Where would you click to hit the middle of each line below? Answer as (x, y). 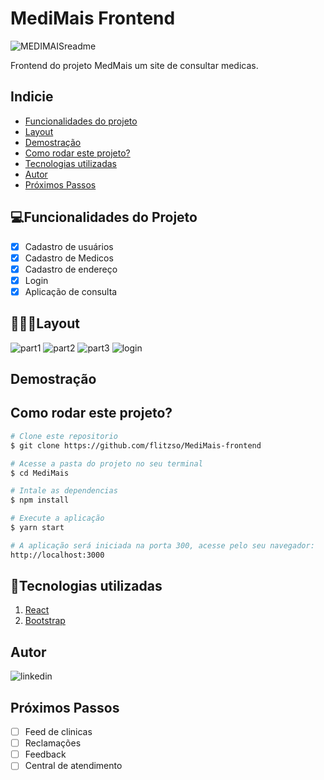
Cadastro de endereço (71, 269)
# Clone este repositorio (64, 436)
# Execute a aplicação (57, 518)
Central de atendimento (73, 766)
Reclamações (53, 743)
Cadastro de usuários (69, 246)
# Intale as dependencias (64, 491)
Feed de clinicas (58, 732)
